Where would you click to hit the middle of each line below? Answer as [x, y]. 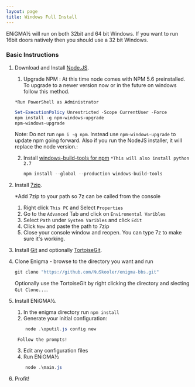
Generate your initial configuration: [65, 319]
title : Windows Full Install [42, 17]
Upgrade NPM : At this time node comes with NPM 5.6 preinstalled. [104, 79]
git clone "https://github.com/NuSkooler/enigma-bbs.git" [87, 272]
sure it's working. [44, 239]
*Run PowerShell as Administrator [57, 102]
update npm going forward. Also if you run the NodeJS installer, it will [98, 140]
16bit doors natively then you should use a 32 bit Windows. [77, 40]
